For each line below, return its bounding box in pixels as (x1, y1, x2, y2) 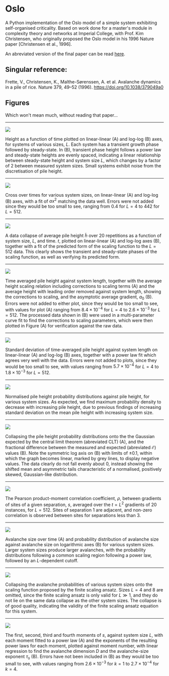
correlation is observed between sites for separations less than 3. (5, 512, 141, 518)
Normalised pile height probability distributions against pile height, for (5, 393, 150, 399)
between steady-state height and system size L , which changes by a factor (5, 157, 161, 163)
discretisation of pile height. (5, 168, 63, 174)
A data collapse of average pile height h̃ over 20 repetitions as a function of (5, 232, 162, 239)
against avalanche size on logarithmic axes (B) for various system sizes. (5, 541, 154, 547)
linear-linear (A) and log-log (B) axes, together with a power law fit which (5, 352, 157, 358)
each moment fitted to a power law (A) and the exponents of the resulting (5, 637, 157, 643)
